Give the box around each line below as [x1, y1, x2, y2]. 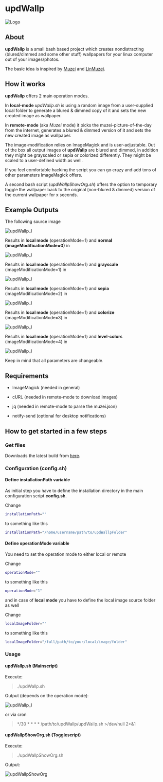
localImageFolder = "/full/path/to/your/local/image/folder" [5, 639, 127, 644]
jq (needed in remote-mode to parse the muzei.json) [12, 403, 117, 409]
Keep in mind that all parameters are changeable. [5, 358, 104, 364]
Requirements [5, 372, 49, 380]
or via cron [5, 711, 27, 717]
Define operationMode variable [5, 541, 70, 546]
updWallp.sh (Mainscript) [5, 663, 58, 669]
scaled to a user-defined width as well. [5, 157, 83, 163]
